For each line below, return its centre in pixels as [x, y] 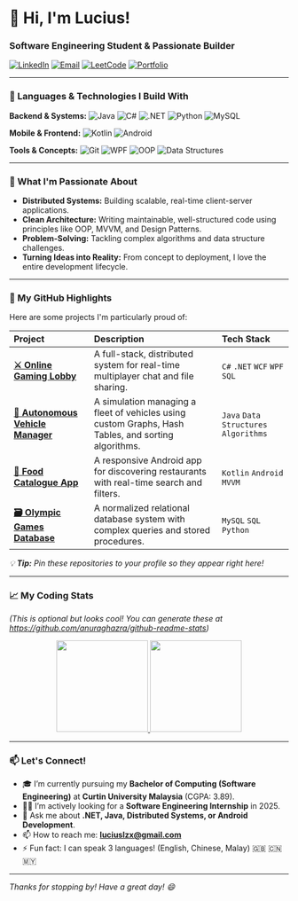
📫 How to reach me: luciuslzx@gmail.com [102, 834]
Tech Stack [246, 339]
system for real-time [137, 365]
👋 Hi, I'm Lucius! [70, 18]
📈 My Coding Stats [52, 596]
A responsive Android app [148, 460]
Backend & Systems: [48, 115]
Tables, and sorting [134, 435]
